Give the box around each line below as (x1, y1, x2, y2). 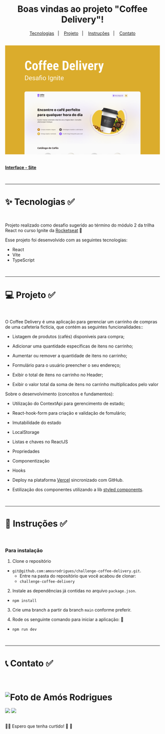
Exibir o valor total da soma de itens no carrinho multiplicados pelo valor (12, 382, 159, 387)
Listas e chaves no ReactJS (12, 439, 68, 445)
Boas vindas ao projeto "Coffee (17, 3, 148, 15)
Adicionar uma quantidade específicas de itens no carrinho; (12, 343, 134, 349)
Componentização (12, 458, 50, 464)
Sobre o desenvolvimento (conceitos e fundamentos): (5, 391, 114, 397)
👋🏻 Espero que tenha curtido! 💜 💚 (5, 723, 73, 729)
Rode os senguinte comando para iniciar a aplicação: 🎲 (12, 617, 124, 622)
